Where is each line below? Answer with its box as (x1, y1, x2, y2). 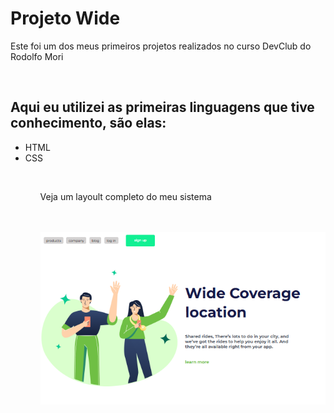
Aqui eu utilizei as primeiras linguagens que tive (10, 99, 315, 116)
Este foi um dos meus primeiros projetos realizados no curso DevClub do (10, 40, 312, 52)
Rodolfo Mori (10, 50, 64, 62)
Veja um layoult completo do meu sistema (39, 190, 212, 202)
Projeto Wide (10, 7, 121, 30)
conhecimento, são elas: (10, 115, 167, 132)
